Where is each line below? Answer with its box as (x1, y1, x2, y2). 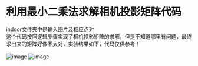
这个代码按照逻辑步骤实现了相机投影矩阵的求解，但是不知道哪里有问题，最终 (6, 33, 192, 40)
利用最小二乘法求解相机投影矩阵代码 (6, 5, 182, 19)
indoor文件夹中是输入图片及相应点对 (6, 26, 94, 33)
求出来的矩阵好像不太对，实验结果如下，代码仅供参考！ (6, 40, 140, 47)
